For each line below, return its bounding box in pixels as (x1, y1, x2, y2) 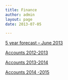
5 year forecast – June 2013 (5, 40, 63, 46)
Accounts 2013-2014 (5, 59, 49, 66)
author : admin (5, 12, 35, 17)
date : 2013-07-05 (5, 21, 42, 27)
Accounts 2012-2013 (5, 50, 48, 56)
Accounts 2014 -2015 (5, 69, 49, 75)
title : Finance (5, 7, 37, 13)
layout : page (5, 17, 33, 22)
